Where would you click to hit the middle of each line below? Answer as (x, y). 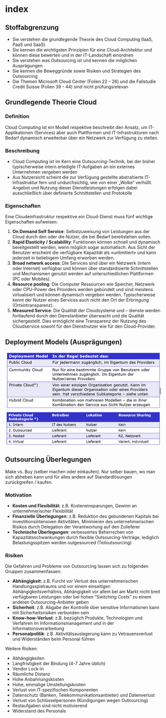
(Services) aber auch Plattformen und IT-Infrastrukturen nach (97, 132)
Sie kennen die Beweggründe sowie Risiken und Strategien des (77, 71)
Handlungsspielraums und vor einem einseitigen (61, 587)
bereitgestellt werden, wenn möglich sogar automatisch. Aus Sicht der (84, 247)
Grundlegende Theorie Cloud (51, 102)
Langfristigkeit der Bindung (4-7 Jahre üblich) (59, 663)
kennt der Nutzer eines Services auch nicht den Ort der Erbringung (81, 300)
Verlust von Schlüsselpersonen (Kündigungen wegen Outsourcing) (80, 701)
